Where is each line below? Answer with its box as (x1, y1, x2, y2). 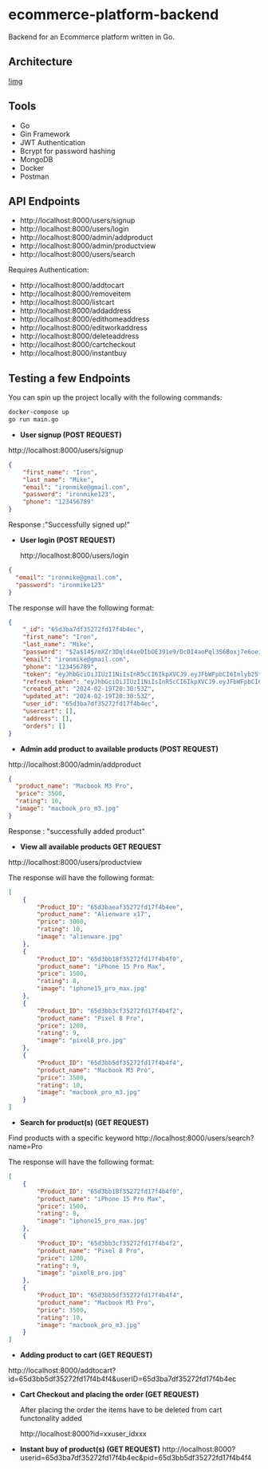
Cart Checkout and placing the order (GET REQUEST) (19, 1390, 199, 1400)
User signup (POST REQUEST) (19, 429, 122, 440)
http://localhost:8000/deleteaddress (19, 331, 140, 341)
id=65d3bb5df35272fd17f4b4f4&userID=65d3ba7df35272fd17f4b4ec (8, 1374, 237, 1384)
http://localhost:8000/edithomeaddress (19, 314, 150, 324)
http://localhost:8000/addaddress (19, 306, 132, 316)
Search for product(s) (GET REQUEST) (19, 1118, 149, 1127)
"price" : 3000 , (37, 918, 88, 926)
